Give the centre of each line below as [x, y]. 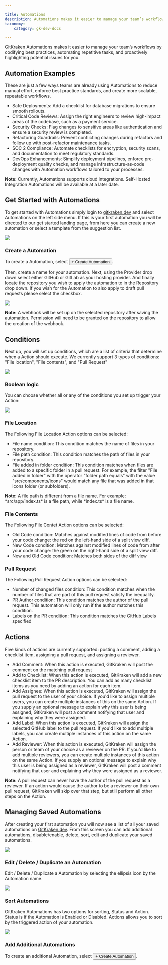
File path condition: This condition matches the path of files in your [81, 454]
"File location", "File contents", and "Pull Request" [56, 362]
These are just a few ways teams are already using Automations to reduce [81, 85]
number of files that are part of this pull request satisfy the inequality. [84, 595]
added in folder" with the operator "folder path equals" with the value [84, 475]
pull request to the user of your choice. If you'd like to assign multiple [84, 696]
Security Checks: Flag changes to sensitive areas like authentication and [87, 127]
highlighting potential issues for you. [42, 58]
